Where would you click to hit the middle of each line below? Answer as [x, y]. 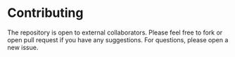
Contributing [45, 13]
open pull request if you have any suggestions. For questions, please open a [118, 39]
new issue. [23, 47]
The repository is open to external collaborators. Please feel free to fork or [115, 32]
